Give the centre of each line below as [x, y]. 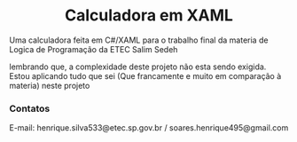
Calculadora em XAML [149, 16]
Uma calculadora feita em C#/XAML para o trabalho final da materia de [139, 40]
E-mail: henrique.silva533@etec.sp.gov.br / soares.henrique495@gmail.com [149, 128]
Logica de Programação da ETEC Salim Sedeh [94, 49]
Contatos [30, 108]
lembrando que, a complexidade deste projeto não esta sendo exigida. [138, 67]
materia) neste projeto [50, 85]
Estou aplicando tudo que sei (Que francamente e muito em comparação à [145, 75]
